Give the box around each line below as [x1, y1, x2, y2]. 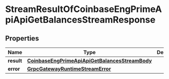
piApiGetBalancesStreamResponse [5, 14, 156, 25]
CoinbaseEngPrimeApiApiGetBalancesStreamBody [27, 57, 152, 64]
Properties [5, 34, 39, 42]
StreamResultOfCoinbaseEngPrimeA [5, 3, 162, 15]
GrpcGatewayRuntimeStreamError [27, 65, 111, 72]
